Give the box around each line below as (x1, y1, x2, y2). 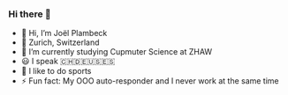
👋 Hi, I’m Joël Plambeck (20, 28, 108, 39)
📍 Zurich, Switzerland (20, 37, 100, 47)
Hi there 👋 (8, 8, 52, 20)
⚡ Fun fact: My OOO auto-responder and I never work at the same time (20, 76, 279, 86)
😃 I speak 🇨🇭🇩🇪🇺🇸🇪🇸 (20, 56, 116, 67)
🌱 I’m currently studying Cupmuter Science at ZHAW (20, 47, 213, 57)
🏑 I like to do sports (20, 66, 92, 77)
